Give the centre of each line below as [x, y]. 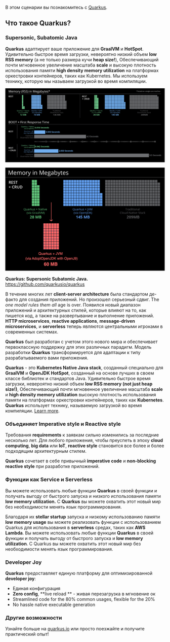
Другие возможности [34, 618]
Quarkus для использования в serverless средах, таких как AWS [75, 527]
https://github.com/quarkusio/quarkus [45, 284]
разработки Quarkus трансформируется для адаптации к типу [73, 353]
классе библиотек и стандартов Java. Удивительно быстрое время [78, 379]
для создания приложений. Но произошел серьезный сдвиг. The [89, 299]
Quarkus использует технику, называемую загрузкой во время [74, 406]
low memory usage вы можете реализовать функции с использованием [83, 522]
